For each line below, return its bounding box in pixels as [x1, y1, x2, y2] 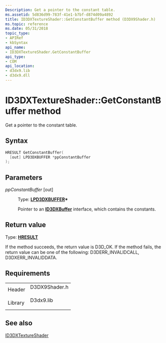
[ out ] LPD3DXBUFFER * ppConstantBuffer [10, 155, 91, 160]
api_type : [5, 54, 26, 59]
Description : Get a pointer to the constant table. [5, 7, 115, 13]
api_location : [5, 63, 35, 68]
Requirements [5, 269, 50, 278]
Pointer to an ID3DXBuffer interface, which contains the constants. [18, 206, 156, 212]
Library [8, 299, 25, 306]
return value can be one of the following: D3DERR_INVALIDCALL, [5, 249, 139, 255]
